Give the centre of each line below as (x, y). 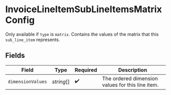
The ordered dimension (130, 78)
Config (20, 20)
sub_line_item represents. (33, 40)
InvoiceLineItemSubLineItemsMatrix (84, 9)
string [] (61, 81)
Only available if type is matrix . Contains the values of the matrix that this (82, 34)
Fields (15, 56)
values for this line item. (130, 85)
